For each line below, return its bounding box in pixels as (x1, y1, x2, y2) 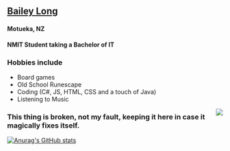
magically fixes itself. (7, 120, 80, 130)
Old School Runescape (16, 80, 82, 89)
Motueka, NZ (7, 24, 45, 33)
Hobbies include (7, 58, 63, 67)
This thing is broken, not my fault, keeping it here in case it (7, 112, 205, 121)
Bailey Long (7, 5, 58, 17)
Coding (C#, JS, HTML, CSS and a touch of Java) (16, 87, 157, 95)
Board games (16, 73, 55, 81)
